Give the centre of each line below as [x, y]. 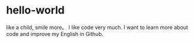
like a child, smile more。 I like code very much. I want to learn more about [97, 27]
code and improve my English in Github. [55, 34]
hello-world [36, 10]
